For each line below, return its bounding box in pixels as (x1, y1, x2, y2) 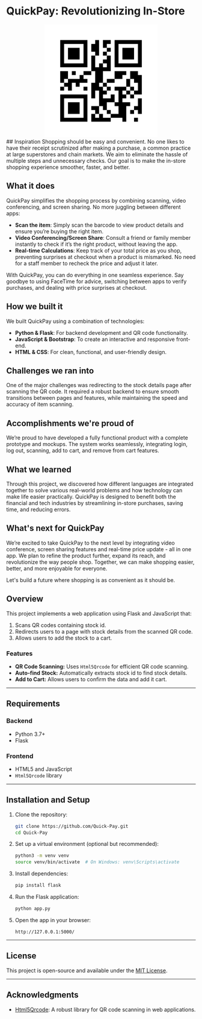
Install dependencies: (14, 870, 69, 877)
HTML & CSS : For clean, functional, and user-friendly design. (14, 348, 167, 355)
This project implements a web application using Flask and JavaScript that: (6, 610, 192, 617)
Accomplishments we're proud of (6, 418, 134, 428)
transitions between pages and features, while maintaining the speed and (6, 394, 188, 402)
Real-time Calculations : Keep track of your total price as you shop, (14, 246, 182, 254)
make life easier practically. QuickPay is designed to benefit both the (6, 493, 176, 500)
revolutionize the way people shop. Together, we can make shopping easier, (6, 558, 195, 566)
